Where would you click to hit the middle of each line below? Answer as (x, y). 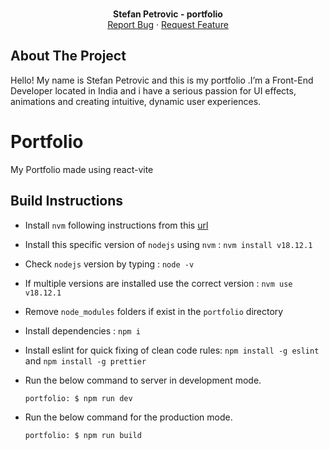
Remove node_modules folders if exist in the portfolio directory (154, 311)
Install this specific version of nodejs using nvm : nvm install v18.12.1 (168, 244)
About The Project (68, 56)
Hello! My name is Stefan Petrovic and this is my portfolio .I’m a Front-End (162, 80)
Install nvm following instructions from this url (116, 225)
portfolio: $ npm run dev (78, 398)
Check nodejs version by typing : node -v (109, 264)
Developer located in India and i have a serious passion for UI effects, (153, 90)
